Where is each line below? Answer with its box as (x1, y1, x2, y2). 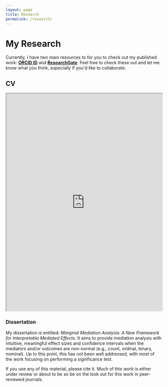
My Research (5, 38, 61, 49)
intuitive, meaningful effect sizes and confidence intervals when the (5, 340, 144, 346)
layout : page (5, 7, 33, 12)
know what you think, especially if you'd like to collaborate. (5, 65, 126, 71)
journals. (25, 377, 44, 383)
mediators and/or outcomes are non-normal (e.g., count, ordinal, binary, (5, 346, 153, 352)
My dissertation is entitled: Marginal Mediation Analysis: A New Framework (5, 330, 160, 336)
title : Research (5, 12, 39, 17)
